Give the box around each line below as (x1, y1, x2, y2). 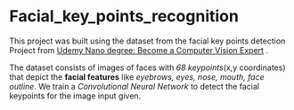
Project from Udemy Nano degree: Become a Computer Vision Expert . (9, 44, 269, 55)
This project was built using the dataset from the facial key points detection (9, 35, 286, 46)
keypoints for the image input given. (9, 90, 142, 101)
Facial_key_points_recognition (9, 6, 239, 27)
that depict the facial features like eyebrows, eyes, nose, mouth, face (9, 71, 265, 82)
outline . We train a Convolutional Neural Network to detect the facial (9, 81, 260, 91)
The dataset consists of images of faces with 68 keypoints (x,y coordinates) (9, 62, 286, 73)
